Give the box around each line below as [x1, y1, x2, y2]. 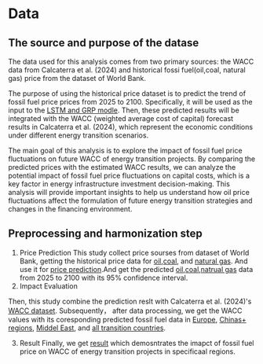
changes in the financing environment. [8, 204, 133, 213]
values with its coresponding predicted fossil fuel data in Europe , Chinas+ [8, 314, 247, 324]
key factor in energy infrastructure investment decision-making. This [8, 179, 230, 189]
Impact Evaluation [19, 281, 79, 291]
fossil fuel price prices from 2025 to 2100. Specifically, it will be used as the [8, 97, 253, 106]
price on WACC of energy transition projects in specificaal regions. [19, 347, 236, 356]
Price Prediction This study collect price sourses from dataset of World [19, 248, 250, 257]
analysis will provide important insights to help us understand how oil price [8, 188, 250, 197]
